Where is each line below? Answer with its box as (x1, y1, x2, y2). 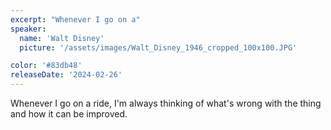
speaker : (10, 24, 47, 34)
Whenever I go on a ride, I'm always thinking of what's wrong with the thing (10, 97, 322, 109)
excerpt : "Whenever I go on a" (10, 14, 141, 25)
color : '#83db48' (10, 61, 83, 71)
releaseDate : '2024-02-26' (10, 70, 123, 80)
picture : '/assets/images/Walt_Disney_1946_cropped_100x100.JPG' (19, 42, 298, 53)
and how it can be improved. (10, 108, 128, 120)
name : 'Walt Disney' (19, 33, 105, 43)
